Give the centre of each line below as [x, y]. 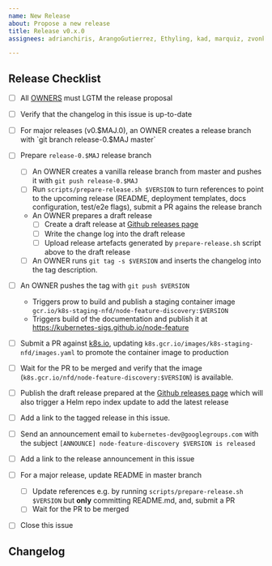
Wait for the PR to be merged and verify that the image [111, 368]
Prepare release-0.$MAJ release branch [86, 156]
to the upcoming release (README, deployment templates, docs [139, 199]
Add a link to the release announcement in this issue [107, 459]
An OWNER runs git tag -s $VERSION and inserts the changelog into [147, 260]
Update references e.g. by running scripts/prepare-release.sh [138, 491]
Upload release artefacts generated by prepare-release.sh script [153, 242]
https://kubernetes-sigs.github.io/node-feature [110, 327]
